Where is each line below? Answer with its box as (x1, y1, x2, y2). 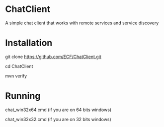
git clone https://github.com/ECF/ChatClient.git (5, 54, 102, 60)
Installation (5, 37, 53, 49)
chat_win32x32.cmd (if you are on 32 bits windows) (5, 116, 112, 122)
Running (5, 90, 41, 102)
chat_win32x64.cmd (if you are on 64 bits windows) (5, 107, 112, 113)
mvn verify (5, 73, 27, 79)
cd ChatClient (5, 63, 33, 69)
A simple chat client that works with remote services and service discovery (5, 20, 159, 26)
